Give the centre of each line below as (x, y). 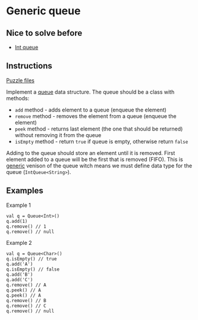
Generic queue (43, 11)
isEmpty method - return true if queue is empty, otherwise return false (101, 141)
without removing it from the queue (58, 135)
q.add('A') (20, 264)
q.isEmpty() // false (33, 269)
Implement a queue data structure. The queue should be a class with (90, 92)
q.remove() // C (26, 306)
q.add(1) (17, 221)
